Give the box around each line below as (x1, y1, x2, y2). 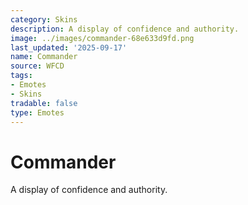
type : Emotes (10, 107, 65, 118)
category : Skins (10, 14, 78, 25)
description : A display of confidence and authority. (10, 24, 240, 34)
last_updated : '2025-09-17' (10, 42, 128, 53)
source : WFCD (10, 61, 65, 71)
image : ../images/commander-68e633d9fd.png (10, 33, 195, 43)
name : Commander (10, 52, 78, 62)
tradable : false (10, 98, 78, 108)
